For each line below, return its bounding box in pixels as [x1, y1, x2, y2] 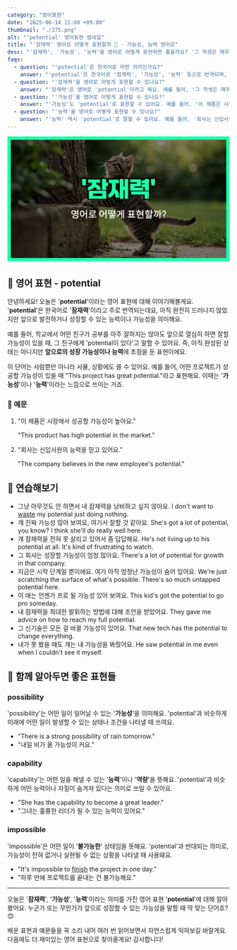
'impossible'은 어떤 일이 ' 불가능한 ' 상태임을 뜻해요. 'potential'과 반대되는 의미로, [7, 841, 229, 850]
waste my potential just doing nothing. [17, 510, 129, 518]
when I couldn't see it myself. [17, 648, 104, 657]
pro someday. [17, 599, 58, 607]
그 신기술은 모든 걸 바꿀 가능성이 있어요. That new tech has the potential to [17, 624, 228, 632]
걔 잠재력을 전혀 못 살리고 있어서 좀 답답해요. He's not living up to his [17, 535, 210, 543]
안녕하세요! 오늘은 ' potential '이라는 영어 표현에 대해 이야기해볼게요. [7, 297, 194, 306]
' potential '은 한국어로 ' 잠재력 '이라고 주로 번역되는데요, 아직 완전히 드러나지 [7, 306, 215, 314]
